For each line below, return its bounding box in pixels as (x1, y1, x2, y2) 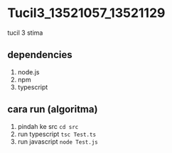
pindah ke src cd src (17, 122, 79, 130)
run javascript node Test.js (17, 137, 98, 146)
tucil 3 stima (7, 28, 43, 37)
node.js (17, 67, 41, 76)
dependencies (7, 49, 72, 61)
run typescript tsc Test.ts (17, 130, 97, 138)
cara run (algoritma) (7, 103, 98, 115)
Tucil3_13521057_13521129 (7, 5, 166, 21)
